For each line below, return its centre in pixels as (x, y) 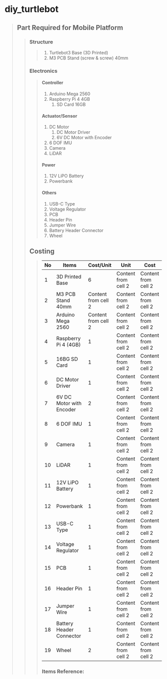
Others (49, 193)
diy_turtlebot (32, 9)
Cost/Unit (100, 265)
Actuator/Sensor (60, 116)
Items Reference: (63, 672)
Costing (42, 251)
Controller (52, 83)
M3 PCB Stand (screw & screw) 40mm (88, 58)
